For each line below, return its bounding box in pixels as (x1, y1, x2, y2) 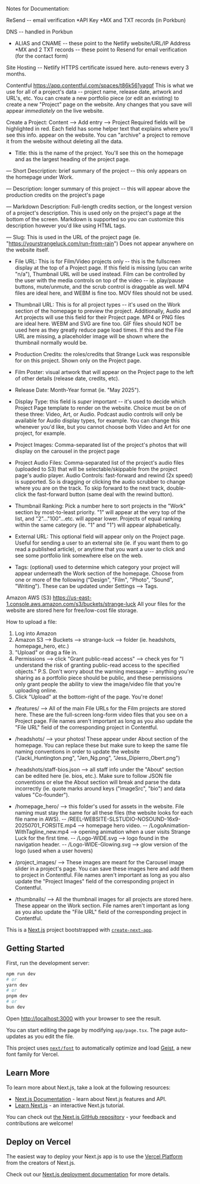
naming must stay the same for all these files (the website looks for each (14, 809, 193, 816)
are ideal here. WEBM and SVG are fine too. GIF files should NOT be (14, 320, 182, 327)
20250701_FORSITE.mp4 (14, 822, 76, 829)
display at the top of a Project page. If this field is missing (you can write (14, 264, 192, 271)
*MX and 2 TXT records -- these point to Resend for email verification (14, 46, 187, 53)
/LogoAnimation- (148, 822, 190, 829)
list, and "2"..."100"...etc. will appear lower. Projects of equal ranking (14, 515, 182, 522)
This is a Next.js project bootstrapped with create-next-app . (6, 926, 154, 933)
